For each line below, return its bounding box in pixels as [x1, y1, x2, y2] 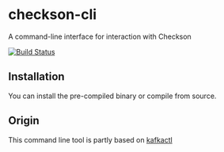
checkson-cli [8, 6, 97, 24]
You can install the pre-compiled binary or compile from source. [8, 91, 217, 101]
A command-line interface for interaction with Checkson [8, 32, 192, 41]
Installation [8, 70, 65, 84]
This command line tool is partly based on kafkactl [8, 135, 173, 144]
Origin [8, 114, 40, 127]
